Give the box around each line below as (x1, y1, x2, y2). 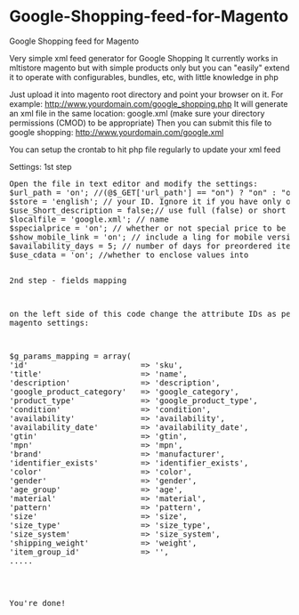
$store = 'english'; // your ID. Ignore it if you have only (9, 196, 282, 206)
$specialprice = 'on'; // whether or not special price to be (9, 223, 287, 233)
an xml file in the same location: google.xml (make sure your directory (9, 108, 265, 118)
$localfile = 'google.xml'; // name (9, 214, 169, 224)
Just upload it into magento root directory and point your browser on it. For (9, 89, 284, 100)
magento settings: (9, 318, 90, 328)
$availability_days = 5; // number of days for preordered (9, 240, 273, 251)
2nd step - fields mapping (9, 275, 127, 286)
